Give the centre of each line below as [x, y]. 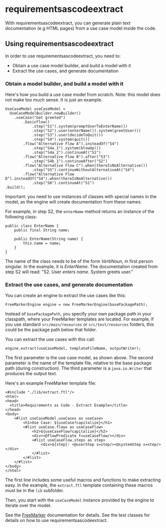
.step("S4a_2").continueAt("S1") [66, 153]
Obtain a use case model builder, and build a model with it [72, 65]
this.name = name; [42, 243]
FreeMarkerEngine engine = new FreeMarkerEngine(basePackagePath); [77, 305]
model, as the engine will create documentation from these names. [74, 202]
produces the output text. [31, 374]
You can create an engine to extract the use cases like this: [66, 296]
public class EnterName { [32, 226]
